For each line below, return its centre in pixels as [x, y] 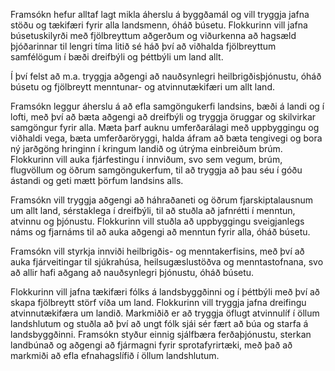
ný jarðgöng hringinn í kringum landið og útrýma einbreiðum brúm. [146, 148]
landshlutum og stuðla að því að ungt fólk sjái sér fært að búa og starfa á [159, 323]
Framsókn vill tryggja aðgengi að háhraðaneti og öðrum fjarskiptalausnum [162, 200]
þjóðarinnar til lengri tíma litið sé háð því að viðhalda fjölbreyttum [143, 46]
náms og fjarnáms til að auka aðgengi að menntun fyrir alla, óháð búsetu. [160, 232]
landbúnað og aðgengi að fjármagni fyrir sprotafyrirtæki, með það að [151, 345]
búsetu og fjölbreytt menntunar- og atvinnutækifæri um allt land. [142, 87]
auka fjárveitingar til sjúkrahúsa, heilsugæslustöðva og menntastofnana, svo [167, 262]
